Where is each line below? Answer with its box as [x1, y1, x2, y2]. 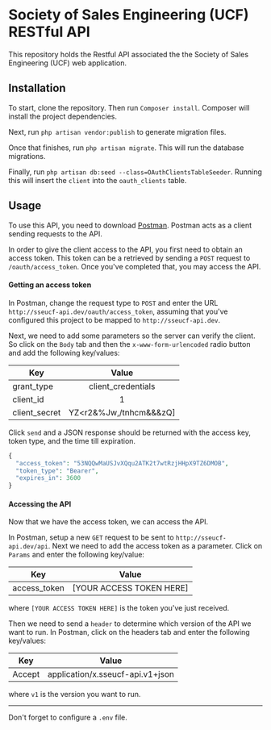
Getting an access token [8, 280, 92, 290]
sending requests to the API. [8, 228, 103, 239]
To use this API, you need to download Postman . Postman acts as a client [8, 220, 252, 230]
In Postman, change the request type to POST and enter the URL [8, 298, 219, 307]
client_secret [12, 407, 61, 418]
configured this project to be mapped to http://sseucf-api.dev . [8, 315, 221, 324]
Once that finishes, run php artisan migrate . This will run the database [8, 143, 244, 152]
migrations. [8, 151, 46, 161]
